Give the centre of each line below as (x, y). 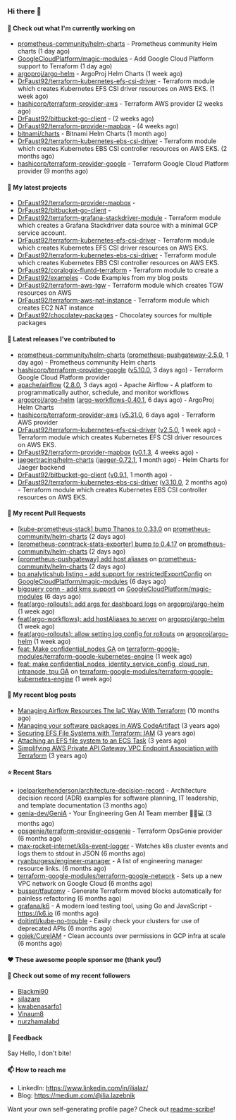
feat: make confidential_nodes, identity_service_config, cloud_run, (113, 664)
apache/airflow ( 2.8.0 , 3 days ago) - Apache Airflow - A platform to (115, 384)
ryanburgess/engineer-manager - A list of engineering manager (110, 861)
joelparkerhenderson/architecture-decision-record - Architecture (112, 791)
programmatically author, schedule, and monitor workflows (103, 392)
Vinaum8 (31, 1014)
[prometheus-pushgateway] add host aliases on (87, 559)
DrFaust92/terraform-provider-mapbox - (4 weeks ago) (98, 126)
